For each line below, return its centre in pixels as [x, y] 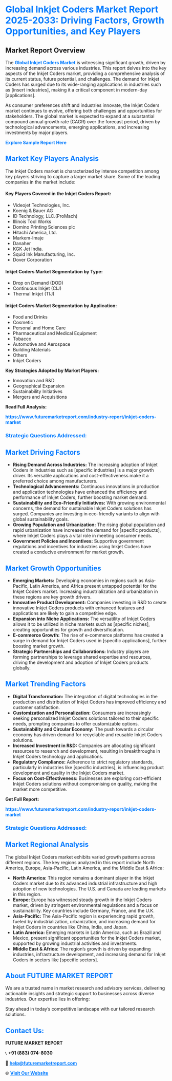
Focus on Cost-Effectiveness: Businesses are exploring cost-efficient [87, 778]
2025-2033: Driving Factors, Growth [85, 20]
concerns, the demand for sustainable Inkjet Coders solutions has [82, 508]
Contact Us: [25, 1030]
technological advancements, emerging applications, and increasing [77, 127]
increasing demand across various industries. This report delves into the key [86, 68]
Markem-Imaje [28, 238]
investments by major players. [37, 133]
